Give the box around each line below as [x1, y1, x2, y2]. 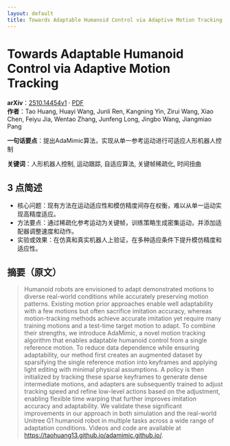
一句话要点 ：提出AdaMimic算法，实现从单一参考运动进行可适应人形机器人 [7, 137, 216, 145]
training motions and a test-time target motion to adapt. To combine [23, 322, 216, 330]
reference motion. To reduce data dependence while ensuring [23, 344, 200, 352]
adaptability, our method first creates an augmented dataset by [23, 351, 203, 359]
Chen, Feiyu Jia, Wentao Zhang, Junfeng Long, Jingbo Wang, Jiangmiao [7, 115, 211, 124]
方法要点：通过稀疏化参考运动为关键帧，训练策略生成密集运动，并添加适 [16, 219, 222, 227]
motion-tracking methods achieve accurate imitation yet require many [23, 314, 222, 323]
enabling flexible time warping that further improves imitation [23, 394, 197, 403]
